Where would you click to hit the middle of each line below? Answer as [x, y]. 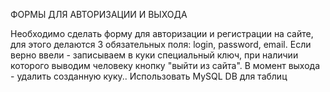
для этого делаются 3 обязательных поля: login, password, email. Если [161, 44]
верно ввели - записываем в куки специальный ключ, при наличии [154, 55]
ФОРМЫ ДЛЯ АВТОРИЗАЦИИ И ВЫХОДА [99, 14]
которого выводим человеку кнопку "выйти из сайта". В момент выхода [165, 65]
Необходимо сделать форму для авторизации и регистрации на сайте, [162, 33]
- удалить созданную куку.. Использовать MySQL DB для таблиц [149, 76]
